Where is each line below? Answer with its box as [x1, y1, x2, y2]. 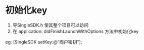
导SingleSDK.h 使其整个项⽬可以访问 [12, 22, 89, 28]
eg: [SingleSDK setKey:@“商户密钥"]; [5, 38, 82, 45]
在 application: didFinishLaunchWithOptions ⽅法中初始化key [12, 28, 139, 34]
